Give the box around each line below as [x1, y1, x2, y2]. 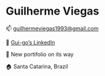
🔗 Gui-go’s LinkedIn [6, 38, 55, 46]
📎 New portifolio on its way [6, 50, 74, 58]
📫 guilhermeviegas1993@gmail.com [6, 24, 99, 32]
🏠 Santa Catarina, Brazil [6, 63, 68, 70]
